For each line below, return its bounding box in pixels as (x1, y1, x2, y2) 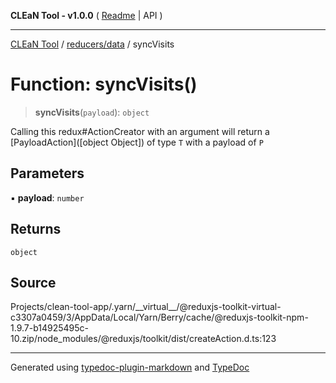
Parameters (10, 165, 85, 182)
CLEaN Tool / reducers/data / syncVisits (10, 38, 175, 50)
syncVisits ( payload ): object (34, 106, 150, 118)
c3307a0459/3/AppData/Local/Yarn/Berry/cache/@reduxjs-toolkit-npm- (10, 311, 309, 324)
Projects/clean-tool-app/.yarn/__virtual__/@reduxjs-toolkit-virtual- (10, 301, 282, 313)
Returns (10, 221, 62, 238)
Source (10, 274, 57, 291)
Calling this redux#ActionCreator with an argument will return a (10, 125, 270, 137)
